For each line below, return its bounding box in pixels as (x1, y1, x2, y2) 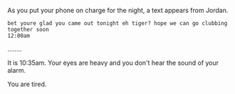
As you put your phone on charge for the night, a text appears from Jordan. (7, 6, 229, 14)
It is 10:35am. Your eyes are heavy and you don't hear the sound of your (7, 58, 219, 67)
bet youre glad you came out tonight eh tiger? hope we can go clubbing (7, 20, 228, 27)
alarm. (7, 66, 26, 74)
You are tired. (7, 80, 47, 88)
